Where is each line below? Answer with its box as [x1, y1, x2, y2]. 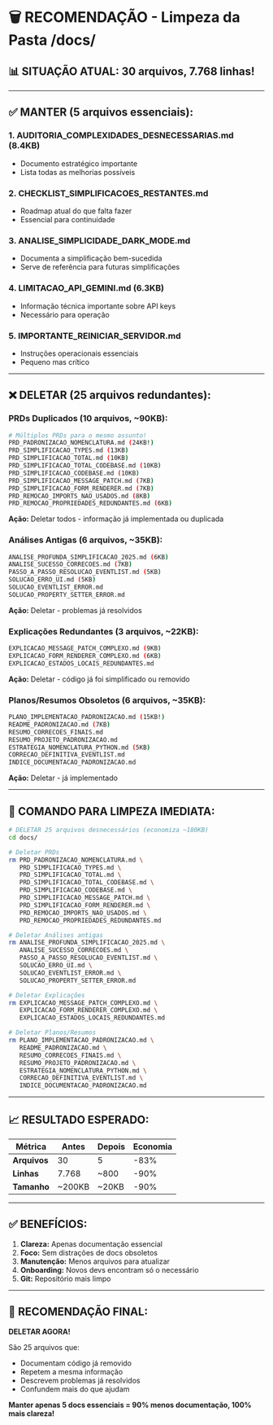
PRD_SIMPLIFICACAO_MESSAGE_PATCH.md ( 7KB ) [8, 476, 154, 484]
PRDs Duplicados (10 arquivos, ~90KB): [8, 413, 168, 424]
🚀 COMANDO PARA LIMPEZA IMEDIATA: [8, 805, 215, 818]
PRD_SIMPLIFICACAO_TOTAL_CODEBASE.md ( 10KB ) [8, 462, 162, 470]
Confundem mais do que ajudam [19, 1383, 130, 1394]
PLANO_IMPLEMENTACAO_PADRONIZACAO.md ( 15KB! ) [8, 713, 165, 721]
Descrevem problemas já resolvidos [19, 1375, 141, 1385]
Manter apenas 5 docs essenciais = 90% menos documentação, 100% [8, 1400, 252, 1410]
